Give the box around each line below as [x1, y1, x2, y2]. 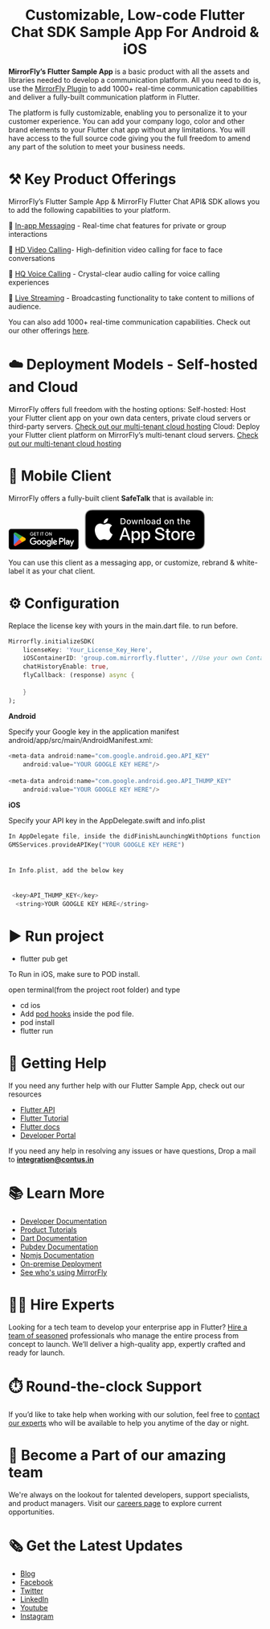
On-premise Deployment [19, 1259, 102, 1268]
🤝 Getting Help [8, 1055, 107, 1072]
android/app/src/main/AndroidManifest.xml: [8, 735, 153, 745]
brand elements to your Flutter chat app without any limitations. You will [8, 125, 246, 134]
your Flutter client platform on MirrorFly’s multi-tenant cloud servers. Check [8, 430, 259, 439]
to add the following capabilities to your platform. [8, 205, 171, 214]
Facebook [19, 1577, 54, 1586]
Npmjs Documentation [19, 1250, 95, 1260]
